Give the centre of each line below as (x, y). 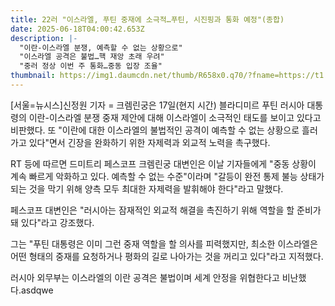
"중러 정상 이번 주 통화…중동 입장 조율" (91, 66)
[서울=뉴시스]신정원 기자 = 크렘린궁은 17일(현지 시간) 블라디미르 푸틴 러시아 (157, 105)
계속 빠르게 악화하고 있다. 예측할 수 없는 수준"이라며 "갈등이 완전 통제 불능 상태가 (167, 176)
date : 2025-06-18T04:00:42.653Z (77, 29)
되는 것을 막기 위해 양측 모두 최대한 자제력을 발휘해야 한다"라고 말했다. (147, 188)
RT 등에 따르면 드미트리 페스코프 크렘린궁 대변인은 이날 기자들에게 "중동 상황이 (163, 163)
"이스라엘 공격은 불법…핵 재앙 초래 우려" (92, 57)
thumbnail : (33, 76)
